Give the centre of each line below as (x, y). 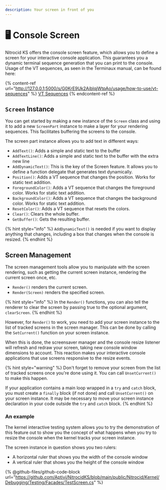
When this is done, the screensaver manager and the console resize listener (83, 342)
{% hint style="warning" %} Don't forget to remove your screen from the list (83, 368)
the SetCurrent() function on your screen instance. (57, 333)
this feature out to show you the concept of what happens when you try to (81, 432)
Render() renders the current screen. (50, 287)
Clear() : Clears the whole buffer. (46, 214)
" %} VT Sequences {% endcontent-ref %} (71, 93)
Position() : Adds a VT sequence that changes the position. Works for (84, 177)
